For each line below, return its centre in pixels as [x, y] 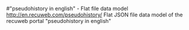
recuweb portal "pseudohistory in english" [59, 21]
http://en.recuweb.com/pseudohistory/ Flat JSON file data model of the [94, 15]
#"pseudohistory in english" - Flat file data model [67, 9]
